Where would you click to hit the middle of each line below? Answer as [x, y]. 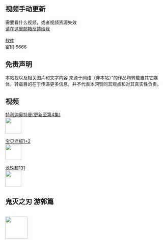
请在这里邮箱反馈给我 [28, 28]
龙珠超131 [15, 168]
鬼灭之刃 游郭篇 [30, 202]
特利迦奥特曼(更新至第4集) [33, 115]
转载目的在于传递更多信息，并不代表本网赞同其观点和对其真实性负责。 [88, 84]
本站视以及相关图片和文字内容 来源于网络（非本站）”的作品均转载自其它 [79, 77]
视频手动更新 [25, 9]
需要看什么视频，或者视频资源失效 [41, 22]
